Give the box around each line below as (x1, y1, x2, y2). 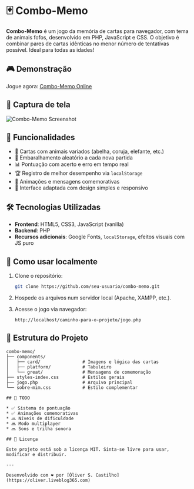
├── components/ (6, 354, 46, 360)
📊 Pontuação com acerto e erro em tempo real (14, 161, 129, 168)
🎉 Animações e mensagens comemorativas (14, 178, 120, 185)
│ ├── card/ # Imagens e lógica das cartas (6, 359, 159, 365)
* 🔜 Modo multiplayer (6, 421, 61, 427)
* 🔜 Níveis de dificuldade (6, 415, 74, 421)
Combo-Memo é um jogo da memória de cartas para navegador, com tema (6, 27, 189, 35)
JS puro (14, 239, 34, 247)
